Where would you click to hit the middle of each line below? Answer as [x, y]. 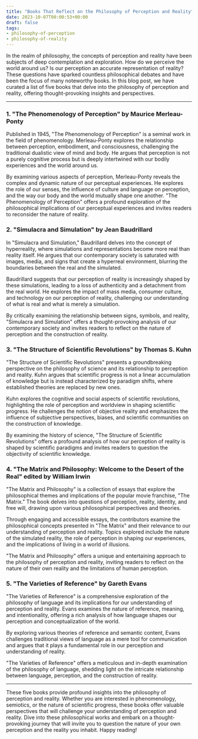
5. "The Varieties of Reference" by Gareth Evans [77, 584]
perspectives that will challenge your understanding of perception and [91, 711]
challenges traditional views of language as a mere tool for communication [97, 639]
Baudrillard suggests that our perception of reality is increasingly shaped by [98, 279]
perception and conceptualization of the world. [63, 621]
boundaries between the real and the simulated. [64, 267]
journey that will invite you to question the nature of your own [106, 724]
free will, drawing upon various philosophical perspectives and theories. [94, 508]
